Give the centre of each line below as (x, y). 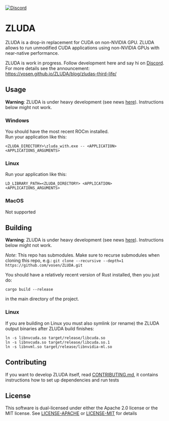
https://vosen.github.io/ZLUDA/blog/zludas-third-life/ (61, 74)
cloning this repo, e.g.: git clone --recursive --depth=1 (64, 261)
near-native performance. (32, 53)
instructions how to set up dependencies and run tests (62, 380)
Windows (17, 120)
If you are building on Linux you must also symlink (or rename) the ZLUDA (82, 323)
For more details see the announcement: (47, 68)
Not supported (21, 212)
